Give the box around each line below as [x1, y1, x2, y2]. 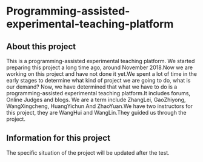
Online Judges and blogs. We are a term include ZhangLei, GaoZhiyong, [6, 96, 186, 103]
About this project [6, 41, 76, 52]
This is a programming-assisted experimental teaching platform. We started [6, 58, 195, 64]
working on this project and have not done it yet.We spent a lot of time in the [6, 70, 197, 77]
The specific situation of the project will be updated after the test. [6, 149, 170, 156]
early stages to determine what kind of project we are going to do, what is [6, 77, 191, 84]
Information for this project [6, 133, 111, 143]
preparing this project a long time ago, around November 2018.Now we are [6, 64, 193, 71]
